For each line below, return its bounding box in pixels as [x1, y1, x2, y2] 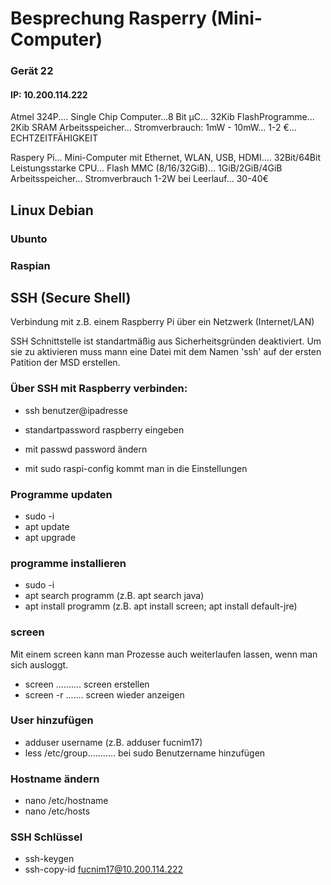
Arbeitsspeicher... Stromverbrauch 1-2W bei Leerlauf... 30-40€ [10, 173, 269, 185]
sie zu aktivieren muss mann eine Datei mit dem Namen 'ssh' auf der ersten [10, 346, 322, 358]
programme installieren [10, 556, 127, 570]
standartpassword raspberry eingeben [24, 423, 185, 436]
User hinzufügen [10, 713, 94, 727]
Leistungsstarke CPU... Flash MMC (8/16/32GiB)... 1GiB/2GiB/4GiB [10, 162, 283, 174]
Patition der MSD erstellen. [10, 357, 121, 369]
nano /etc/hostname [24, 795, 109, 807]
